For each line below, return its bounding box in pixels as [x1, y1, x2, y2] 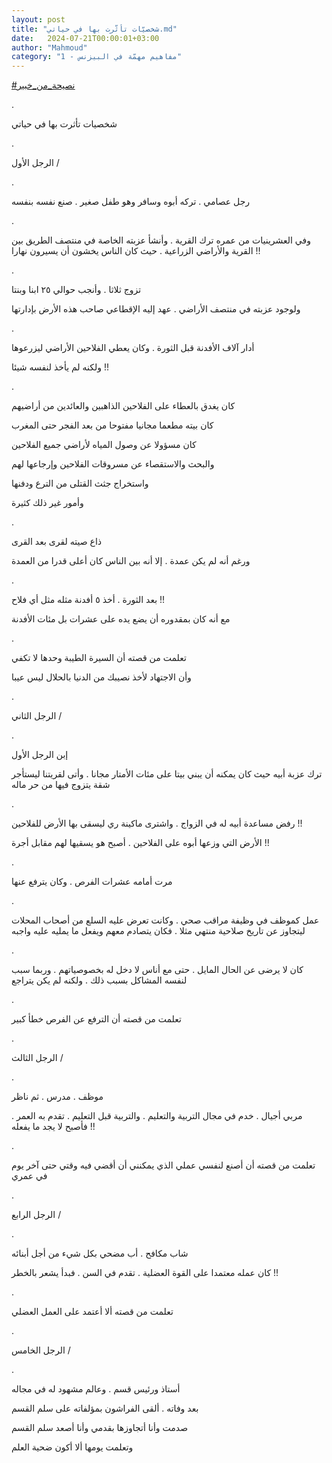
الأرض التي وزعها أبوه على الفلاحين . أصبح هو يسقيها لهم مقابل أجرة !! [11, 837, 270, 849]
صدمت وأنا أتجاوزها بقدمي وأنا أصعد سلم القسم [11, 1422, 189, 1434]
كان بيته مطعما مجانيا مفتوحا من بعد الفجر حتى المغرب [11, 419, 214, 431]
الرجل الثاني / [11, 710, 63, 722]
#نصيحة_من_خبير [11, 79, 76, 91]
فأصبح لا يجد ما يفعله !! [11, 1121, 96, 1133]
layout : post [11, 14, 66, 25]
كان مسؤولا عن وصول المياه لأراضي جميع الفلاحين [11, 439, 197, 451]
